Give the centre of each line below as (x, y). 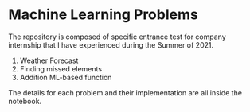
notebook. (25, 101)
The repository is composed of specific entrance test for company (117, 37)
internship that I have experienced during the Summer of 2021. (111, 44)
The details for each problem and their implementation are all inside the (125, 92)
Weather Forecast (49, 60)
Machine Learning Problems (104, 15)
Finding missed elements (61, 68)
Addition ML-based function (66, 77)
